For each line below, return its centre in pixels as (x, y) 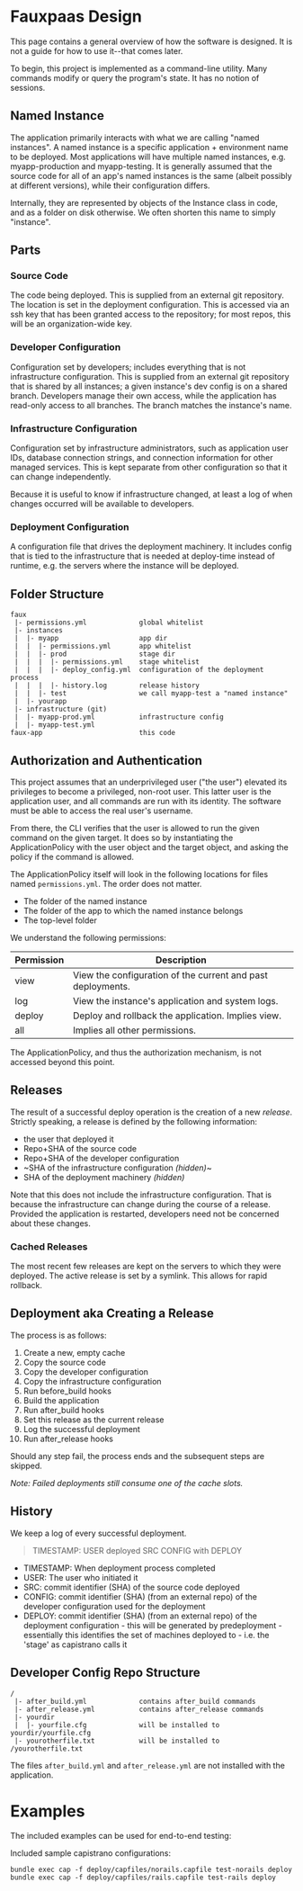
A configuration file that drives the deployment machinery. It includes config (151, 547)
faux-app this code (93, 733)
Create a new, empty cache (74, 1352)
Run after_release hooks (68, 1438)
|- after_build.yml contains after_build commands (135, 1701)
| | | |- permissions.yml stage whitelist (107, 662)
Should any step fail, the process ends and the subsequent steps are (137, 1456)
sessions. (28, 87)
